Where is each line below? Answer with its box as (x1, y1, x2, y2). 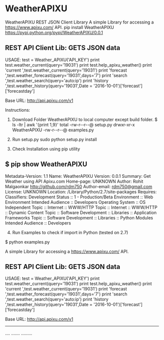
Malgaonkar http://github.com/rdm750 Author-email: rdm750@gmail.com (5, 183, 152, 189)
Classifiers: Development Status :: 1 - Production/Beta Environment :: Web (5, 194, 154, 200)
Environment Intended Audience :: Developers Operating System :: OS (5, 199, 146, 205)
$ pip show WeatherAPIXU (5, 160, 87, 169)
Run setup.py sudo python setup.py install (12, 136, 97, 142)
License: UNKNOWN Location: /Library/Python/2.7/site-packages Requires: (5, 189, 157, 194)
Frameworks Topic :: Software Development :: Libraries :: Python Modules (5, 215, 153, 220)
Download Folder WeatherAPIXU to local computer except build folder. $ (12, 116, 158, 122)
